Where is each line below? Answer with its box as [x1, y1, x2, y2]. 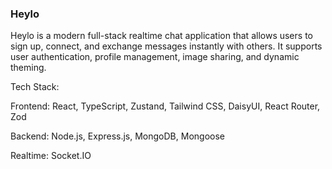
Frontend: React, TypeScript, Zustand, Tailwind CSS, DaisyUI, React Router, [10, 100, 321, 112]
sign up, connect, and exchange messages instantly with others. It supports [10, 40, 323, 52]
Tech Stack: [10, 81, 60, 93]
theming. [10, 62, 47, 74]
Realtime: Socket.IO [10, 150, 92, 162]
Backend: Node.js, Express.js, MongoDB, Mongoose [10, 130, 225, 142]
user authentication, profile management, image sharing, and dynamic [10, 51, 300, 63]
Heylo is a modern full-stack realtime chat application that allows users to [10, 30, 313, 42]
